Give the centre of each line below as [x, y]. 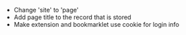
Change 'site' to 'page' [46, 10]
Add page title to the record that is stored [72, 17]
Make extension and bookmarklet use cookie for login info [96, 24]
